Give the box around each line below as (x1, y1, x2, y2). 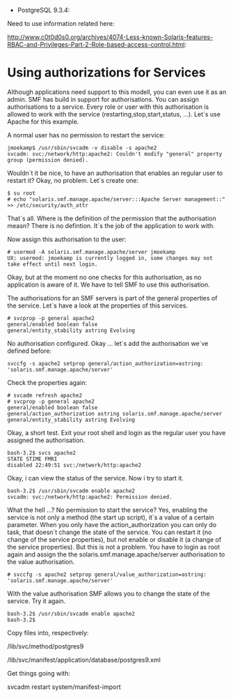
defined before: (7, 347, 52, 355)
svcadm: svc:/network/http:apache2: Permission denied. (7, 493, 172, 501)
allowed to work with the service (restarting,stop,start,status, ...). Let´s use (7, 109, 221, 118)
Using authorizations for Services (7, 65, 207, 81)
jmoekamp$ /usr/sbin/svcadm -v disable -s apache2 (7, 144, 157, 151)
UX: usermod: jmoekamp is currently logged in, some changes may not (7, 255, 214, 261)
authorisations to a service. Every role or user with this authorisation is (7, 103, 209, 111)
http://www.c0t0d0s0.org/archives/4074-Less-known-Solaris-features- (7, 33, 214, 41)
